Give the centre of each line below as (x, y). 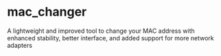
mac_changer (47, 12)
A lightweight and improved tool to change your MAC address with (101, 31)
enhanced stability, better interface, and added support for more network (110, 38)
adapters (20, 45)
